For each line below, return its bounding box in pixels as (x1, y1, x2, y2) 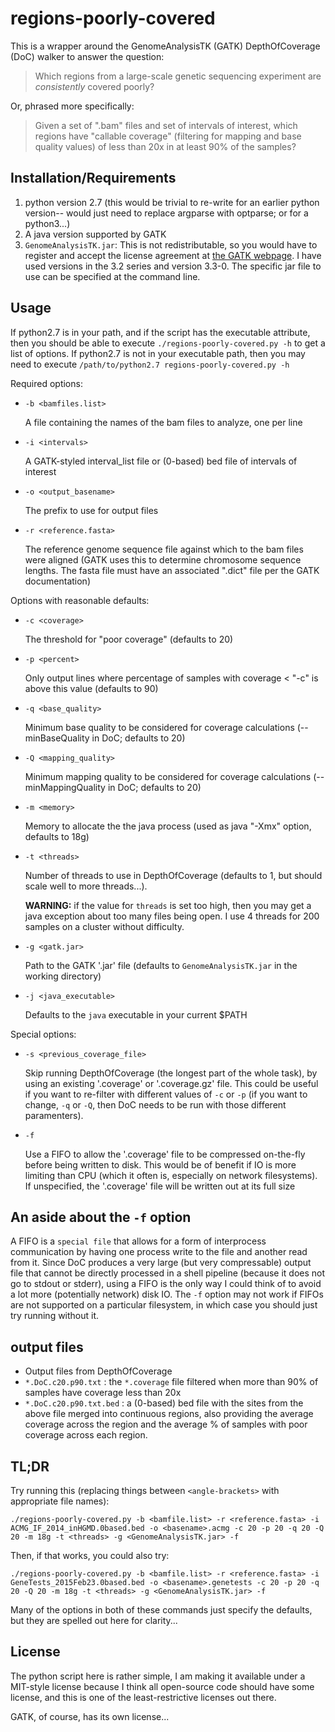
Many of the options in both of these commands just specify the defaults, (10, 1604, 313, 1616)
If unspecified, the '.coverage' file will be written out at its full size (24, 1180, 296, 1192)
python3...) (24, 217, 71, 229)
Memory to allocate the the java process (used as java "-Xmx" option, (24, 820, 312, 832)
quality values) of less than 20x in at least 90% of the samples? (34, 140, 297, 152)
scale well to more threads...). (24, 880, 148, 892)
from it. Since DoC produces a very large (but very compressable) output (10, 1257, 312, 1269)
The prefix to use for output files (24, 504, 159, 516)
